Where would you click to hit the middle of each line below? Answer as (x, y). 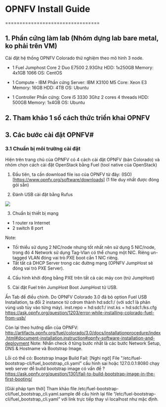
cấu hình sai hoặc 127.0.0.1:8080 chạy (121, 363)
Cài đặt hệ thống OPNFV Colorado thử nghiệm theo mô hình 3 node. (74, 58)
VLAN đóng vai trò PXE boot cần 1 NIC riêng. (73, 257)
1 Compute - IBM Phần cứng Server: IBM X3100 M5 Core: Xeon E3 (80, 82)
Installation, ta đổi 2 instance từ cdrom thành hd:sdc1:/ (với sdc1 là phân (78, 302)
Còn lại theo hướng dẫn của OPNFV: (42, 327)
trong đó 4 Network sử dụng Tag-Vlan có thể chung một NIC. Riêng (81, 252)
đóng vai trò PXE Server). (38, 268)
